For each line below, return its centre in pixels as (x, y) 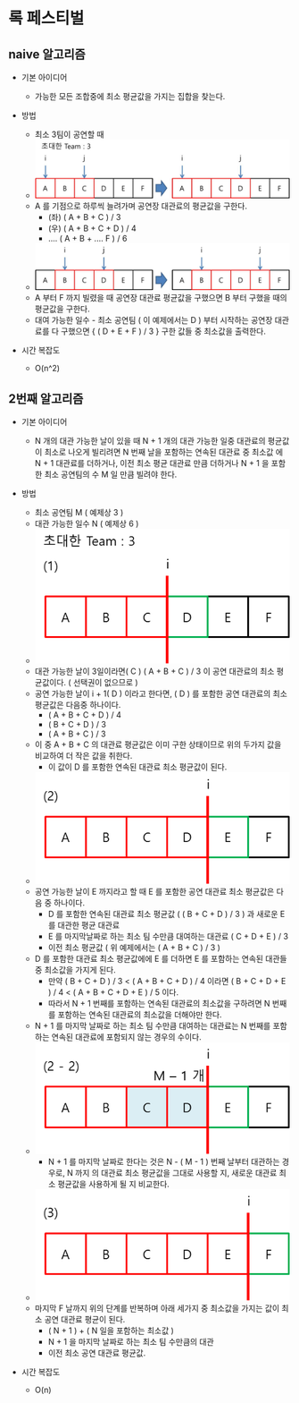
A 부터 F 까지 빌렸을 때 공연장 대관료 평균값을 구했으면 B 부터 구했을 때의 (161, 298)
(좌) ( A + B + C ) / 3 (84, 217)
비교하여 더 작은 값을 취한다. (83, 756)
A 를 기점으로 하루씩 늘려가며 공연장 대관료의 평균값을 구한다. (141, 206)
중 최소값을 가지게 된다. (75, 970)
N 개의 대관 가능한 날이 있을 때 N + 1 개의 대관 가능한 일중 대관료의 (150, 440)
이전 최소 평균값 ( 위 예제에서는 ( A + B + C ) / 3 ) (134, 948)
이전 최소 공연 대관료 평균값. (97, 1353)
